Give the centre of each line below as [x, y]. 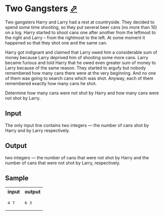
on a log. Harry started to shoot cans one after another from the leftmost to [81, 32]
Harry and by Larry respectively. [38, 130]
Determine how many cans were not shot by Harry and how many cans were [82, 93]
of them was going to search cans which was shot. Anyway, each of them [79, 78]
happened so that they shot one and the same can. [56, 43]
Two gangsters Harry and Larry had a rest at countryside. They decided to [80, 22]
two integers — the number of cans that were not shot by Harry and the [77, 157]
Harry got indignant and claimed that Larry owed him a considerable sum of [81, 52]
